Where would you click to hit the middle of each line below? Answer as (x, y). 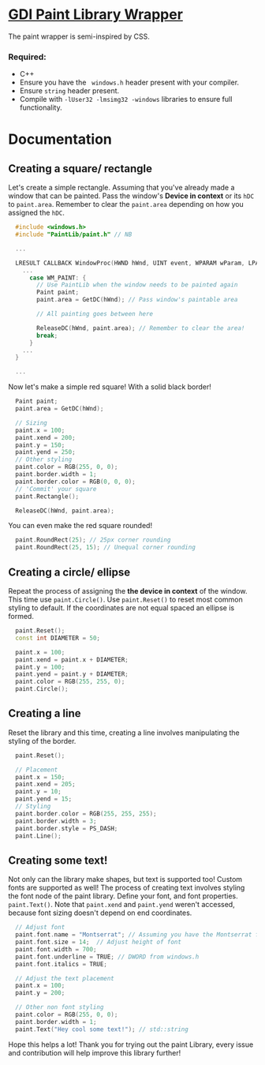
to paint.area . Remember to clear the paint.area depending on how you (126, 204)
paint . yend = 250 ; (46, 452)
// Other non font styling (60, 1007)
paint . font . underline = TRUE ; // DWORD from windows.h (107, 957)
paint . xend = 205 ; (46, 784)
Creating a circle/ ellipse (69, 572)
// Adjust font (40, 928)
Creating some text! (58, 860)
